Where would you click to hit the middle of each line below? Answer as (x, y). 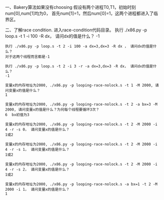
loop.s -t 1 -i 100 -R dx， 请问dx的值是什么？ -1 (52, 36)
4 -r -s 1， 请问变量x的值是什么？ (37, 149)
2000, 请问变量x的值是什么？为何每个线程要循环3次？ (52, 110)
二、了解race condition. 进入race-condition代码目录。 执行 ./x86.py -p (76, 30)
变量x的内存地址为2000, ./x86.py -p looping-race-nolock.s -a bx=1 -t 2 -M (82, 184)
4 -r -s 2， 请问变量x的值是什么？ (37, 170)
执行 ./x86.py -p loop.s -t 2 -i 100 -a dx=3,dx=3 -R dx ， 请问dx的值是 (79, 46)
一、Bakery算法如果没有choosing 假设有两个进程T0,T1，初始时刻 (70, 7)
